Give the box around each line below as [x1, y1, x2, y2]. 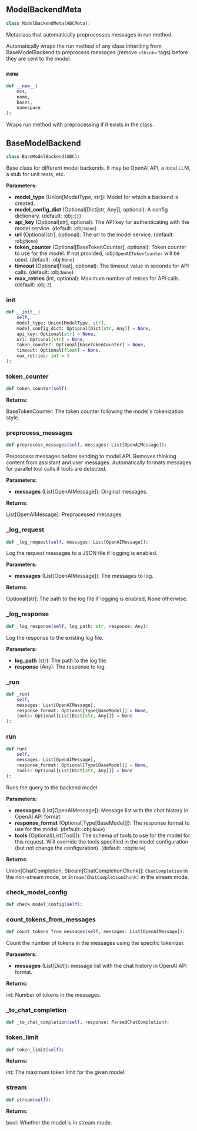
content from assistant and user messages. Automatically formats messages [6, 459, 192, 466]
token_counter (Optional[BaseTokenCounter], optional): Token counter [14, 243, 187, 250]
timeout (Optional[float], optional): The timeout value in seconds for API [14, 262, 189, 269]
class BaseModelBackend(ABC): [6, 154, 81, 160]
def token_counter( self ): [6, 386, 69, 392]
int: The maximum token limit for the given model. [6, 1069, 126, 1076]
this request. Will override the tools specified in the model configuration [14, 838, 189, 845]
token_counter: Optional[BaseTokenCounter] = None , [16, 342, 146, 348]
